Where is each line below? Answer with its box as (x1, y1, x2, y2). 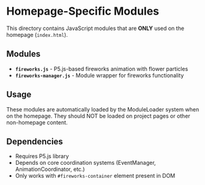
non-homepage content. (6, 118, 68, 126)
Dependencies (6, 136, 63, 146)
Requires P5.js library (15, 153, 69, 160)
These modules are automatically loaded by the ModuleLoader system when (6, 105, 199, 113)
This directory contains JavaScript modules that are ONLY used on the (6, 25, 185, 32)
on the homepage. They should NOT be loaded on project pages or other (6, 112, 191, 119)
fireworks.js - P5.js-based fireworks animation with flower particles (15, 65, 188, 72)
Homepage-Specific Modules (6, 4, 160, 18)
